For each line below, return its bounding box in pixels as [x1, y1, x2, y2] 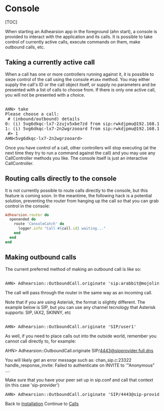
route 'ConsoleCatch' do [14, 222, 64, 226]
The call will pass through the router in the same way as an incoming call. [5, 289, 153, 295]
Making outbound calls [5, 253, 77, 262]
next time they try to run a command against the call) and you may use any [5, 150, 156, 156]
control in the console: [5, 203, 50, 209]
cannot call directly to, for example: [5, 338, 77, 344]
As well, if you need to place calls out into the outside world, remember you [5, 333, 157, 339]
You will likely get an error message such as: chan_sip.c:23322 [5, 357, 132, 363]
